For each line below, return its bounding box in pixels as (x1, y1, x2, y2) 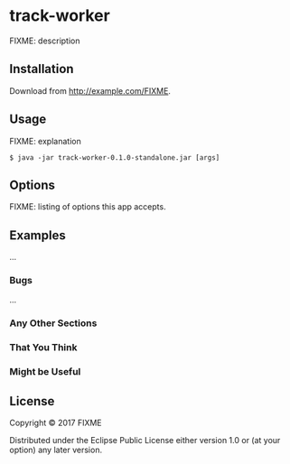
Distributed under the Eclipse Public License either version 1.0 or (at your (9, 435, 281, 446)
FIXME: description (9, 35, 80, 46)
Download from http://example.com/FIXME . (9, 85, 172, 96)
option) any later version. (9, 444, 102, 456)
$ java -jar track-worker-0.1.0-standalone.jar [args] (9, 153, 220, 162)
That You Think (9, 341, 78, 354)
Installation (9, 61, 74, 77)
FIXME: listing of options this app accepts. (9, 201, 166, 212)
